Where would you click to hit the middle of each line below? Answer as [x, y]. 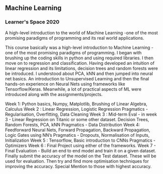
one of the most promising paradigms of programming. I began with [73, 52]
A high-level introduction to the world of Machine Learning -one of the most [81, 33]
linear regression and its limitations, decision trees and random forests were [81, 68]
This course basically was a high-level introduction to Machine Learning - [79, 47]
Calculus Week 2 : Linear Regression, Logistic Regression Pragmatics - [77, 109]
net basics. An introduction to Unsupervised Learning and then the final [77, 78]
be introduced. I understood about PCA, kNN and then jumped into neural [79, 74]
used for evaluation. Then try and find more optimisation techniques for [77, 161]
